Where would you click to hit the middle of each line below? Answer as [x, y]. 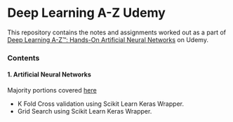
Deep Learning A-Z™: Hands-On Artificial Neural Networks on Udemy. [108, 39]
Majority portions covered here [52, 90]
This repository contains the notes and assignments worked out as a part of [117, 32]
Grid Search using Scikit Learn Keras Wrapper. [85, 111]
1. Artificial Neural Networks [49, 74]
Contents [24, 57]
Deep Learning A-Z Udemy [87, 13]
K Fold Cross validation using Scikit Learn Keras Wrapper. [101, 104]
